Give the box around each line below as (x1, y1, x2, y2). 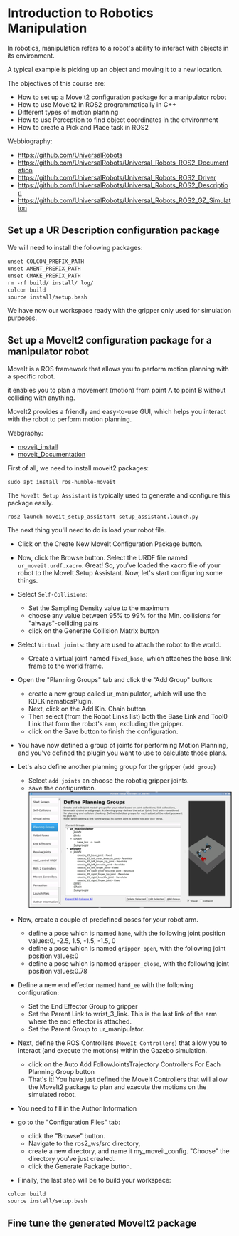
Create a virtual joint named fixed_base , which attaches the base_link (28, 654, 232, 662)
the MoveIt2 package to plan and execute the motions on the (28, 1083, 207, 1091)
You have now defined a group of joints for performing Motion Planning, (17, 741, 229, 749)
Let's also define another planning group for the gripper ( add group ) (17, 762, 216, 771)
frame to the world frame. (28, 661, 104, 670)
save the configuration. (28, 783, 97, 792)
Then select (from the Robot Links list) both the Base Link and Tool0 (28, 711, 228, 721)
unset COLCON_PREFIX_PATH (7, 258, 84, 265)
